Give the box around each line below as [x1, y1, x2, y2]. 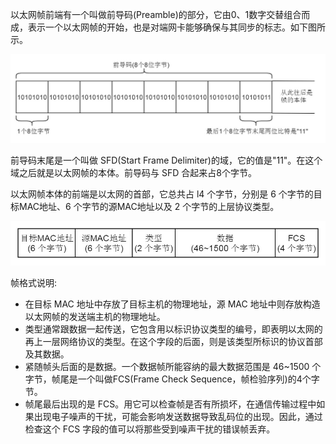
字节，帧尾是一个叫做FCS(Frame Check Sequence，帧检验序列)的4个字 [24, 373, 320, 385]
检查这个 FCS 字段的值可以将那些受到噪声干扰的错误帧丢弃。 [24, 423, 276, 435]
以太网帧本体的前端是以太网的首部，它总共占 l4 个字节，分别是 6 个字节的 [10, 188, 314, 200]
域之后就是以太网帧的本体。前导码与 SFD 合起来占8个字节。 [10, 167, 257, 179]
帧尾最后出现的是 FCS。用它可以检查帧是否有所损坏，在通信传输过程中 [24, 398, 317, 410]
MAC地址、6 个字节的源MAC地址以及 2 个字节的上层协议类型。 [18, 201, 280, 213]
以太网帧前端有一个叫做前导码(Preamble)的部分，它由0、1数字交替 [10, 9, 285, 20]
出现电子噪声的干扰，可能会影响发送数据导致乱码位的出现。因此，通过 [33, 411, 323, 423]
